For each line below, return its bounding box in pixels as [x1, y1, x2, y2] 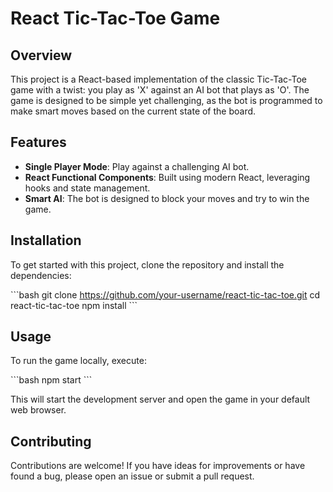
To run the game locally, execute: [10, 355, 147, 367]
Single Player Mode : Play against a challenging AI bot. [24, 160, 250, 172]
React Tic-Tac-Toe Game [10, 7, 221, 30]
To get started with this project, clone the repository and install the [10, 258, 285, 271]
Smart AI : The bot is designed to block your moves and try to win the [24, 192, 310, 204]
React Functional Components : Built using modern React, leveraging [24, 171, 311, 183]
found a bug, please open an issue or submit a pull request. [10, 470, 255, 482]
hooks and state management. [24, 182, 151, 194]
